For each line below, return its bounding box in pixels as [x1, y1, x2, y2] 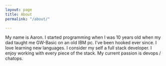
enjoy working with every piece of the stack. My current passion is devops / [5, 50, 161, 56]
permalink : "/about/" [5, 16, 50, 21]
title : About [5, 12, 32, 17]
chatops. [5, 56, 23, 62]
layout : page [5, 7, 32, 12]
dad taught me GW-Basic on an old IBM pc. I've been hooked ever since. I [5, 40, 157, 46]
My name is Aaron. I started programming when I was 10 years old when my [5, 34, 161, 40]
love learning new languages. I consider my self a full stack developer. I [5, 45, 152, 51]
